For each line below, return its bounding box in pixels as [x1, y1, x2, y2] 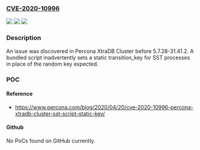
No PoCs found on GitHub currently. [6, 137, 95, 144]
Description [6, 34, 41, 42]
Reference [6, 90, 33, 98]
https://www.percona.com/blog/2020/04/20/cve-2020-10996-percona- [14, 104, 194, 111]
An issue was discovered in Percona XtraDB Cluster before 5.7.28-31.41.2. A [6, 47, 194, 55]
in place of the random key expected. [6, 60, 99, 67]
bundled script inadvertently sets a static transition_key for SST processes [6, 54, 190, 61]
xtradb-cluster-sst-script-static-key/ [14, 110, 105, 117]
